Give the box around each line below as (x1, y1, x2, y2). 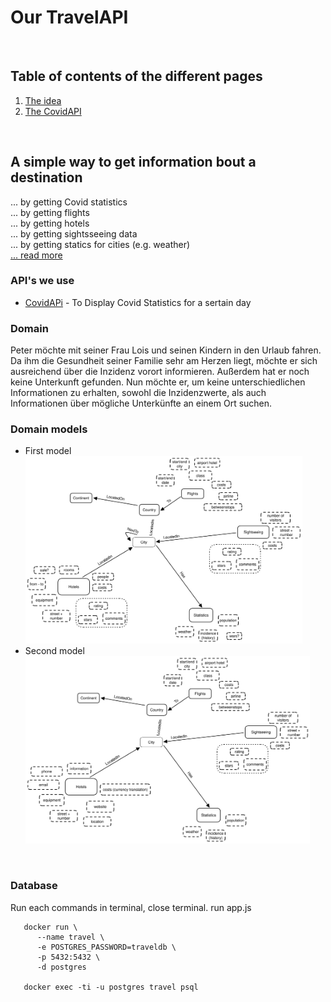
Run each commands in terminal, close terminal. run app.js (10, 901, 252, 913)
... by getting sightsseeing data (10, 227, 138, 240)
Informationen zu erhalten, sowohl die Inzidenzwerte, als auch (10, 387, 267, 399)
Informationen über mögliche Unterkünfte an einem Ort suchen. (10, 397, 273, 410)
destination (10, 169, 83, 186)
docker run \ (23, 922, 78, 932)
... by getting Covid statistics (10, 196, 128, 208)
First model (24, 445, 72, 457)
